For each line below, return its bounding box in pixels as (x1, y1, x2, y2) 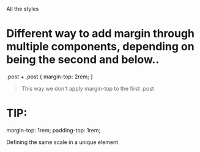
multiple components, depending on (6, 40, 194, 54)
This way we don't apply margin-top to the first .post (21, 85, 154, 92)
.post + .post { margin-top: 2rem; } (6, 73, 94, 80)
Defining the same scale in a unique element (6, 138, 119, 146)
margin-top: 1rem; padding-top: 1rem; (6, 126, 101, 134)
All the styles (6, 6, 39, 12)
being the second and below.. (6, 53, 160, 67)
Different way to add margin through (6, 27, 194, 40)
